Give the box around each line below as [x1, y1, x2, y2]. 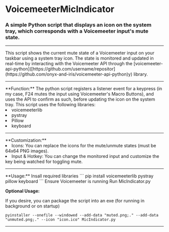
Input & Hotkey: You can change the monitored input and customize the [12, 153, 159, 159]
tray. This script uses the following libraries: [5, 102, 96, 108]
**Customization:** [5, 137, 47, 143]
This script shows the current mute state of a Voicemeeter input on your [5, 50, 154, 56]
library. [133, 71, 148, 77]
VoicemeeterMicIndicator [5, 4, 115, 15]
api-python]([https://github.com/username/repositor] [5, 66, 116, 72]
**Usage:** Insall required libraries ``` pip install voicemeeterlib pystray [5, 173, 154, 179]
